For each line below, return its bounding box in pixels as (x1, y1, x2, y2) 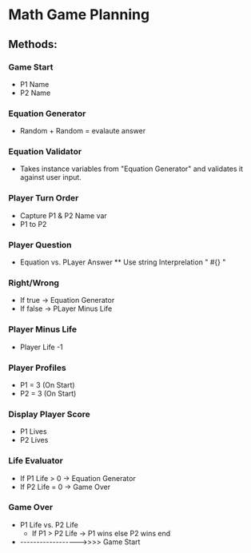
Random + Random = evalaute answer (19, 126, 146, 136)
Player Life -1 (19, 342, 64, 352)
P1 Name (19, 79, 50, 89)
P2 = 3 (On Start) (19, 388, 77, 398)
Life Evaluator (8, 456, 64, 467)
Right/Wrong (8, 277, 60, 288)
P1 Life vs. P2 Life (19, 519, 78, 529)
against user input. (19, 173, 82, 182)
